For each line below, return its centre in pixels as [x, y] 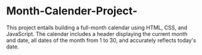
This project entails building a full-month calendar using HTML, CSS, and [97, 27]
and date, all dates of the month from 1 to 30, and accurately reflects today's [101, 40]
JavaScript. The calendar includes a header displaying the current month [97, 33]
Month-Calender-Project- [72, 11]
